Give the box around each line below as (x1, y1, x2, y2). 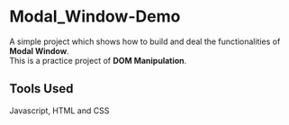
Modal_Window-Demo (9, 6, 181, 27)
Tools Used (9, 81, 74, 96)
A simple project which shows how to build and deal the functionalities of (9, 36, 281, 47)
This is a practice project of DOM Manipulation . (9, 55, 187, 66)
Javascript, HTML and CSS (9, 105, 110, 116)
